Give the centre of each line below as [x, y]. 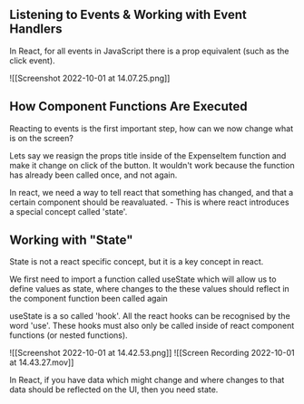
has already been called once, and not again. [93, 175]
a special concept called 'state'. [69, 211]
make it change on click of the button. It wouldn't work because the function [152, 165]
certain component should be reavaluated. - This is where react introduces [149, 202]
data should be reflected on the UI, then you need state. [114, 390]
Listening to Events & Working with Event [128, 15]
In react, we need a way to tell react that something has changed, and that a [152, 192]
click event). [33, 60]
